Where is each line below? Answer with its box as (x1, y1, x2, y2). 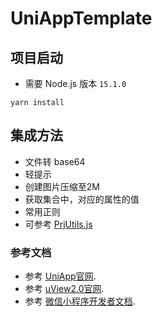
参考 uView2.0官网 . (24, 283, 105, 295)
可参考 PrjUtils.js (24, 218, 93, 230)
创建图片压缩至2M (24, 180, 100, 192)
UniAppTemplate (10, 7, 153, 30)
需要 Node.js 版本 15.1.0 (24, 78, 127, 89)
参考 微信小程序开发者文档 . (24, 295, 136, 307)
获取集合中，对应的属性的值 (24, 193, 140, 205)
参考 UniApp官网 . (24, 270, 97, 282)
